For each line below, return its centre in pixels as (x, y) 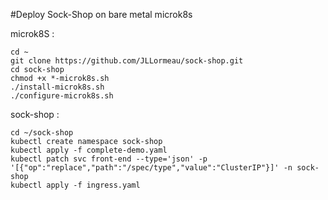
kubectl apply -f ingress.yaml (75, 185)
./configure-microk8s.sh (62, 96)
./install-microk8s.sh (57, 87)
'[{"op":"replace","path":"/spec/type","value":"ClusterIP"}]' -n (151, 168)
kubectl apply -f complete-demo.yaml (89, 150)
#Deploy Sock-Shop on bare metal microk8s (101, 14)
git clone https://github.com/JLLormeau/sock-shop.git (127, 61)
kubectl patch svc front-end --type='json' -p (109, 159)
